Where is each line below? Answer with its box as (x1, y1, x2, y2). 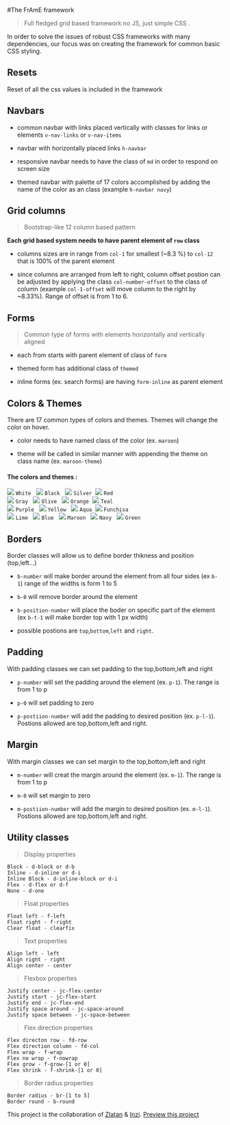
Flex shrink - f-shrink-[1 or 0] (7, 1067, 103, 1073)
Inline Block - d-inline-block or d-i (7, 875, 118, 882)
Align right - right (7, 956, 66, 963)
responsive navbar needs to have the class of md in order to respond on (16, 157, 218, 166)
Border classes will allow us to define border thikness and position (7, 552, 194, 560)
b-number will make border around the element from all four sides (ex (16, 572, 210, 580)
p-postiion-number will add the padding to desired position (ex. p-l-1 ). (16, 712, 216, 720)
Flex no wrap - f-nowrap (7, 1054, 78, 1062)
